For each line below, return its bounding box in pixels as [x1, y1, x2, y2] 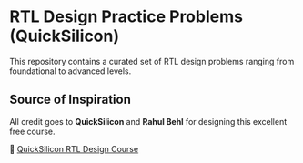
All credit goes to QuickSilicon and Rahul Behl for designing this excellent [9, 116, 288, 127]
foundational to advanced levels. [9, 66, 132, 76]
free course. [9, 126, 56, 137]
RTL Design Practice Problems [9, 6, 244, 27]
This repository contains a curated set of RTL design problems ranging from [9, 56, 295, 66]
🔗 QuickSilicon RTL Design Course [9, 143, 139, 154]
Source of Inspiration [9, 92, 132, 107]
